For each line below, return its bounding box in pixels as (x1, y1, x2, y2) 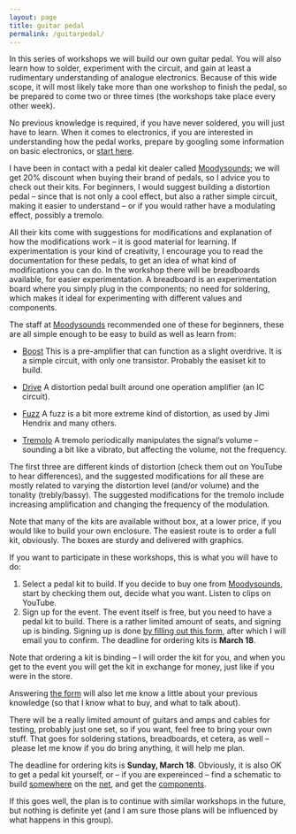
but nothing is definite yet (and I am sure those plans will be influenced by (9, 806, 278, 816)
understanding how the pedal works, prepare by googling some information (9, 136, 285, 147)
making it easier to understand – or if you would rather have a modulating (9, 201, 276, 211)
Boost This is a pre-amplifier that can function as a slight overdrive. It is (21, 346, 283, 356)
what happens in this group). (9, 815, 114, 825)
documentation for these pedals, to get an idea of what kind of (9, 256, 237, 266)
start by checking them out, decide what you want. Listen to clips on (21, 588, 271, 599)
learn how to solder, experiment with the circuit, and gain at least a (9, 63, 252, 73)
